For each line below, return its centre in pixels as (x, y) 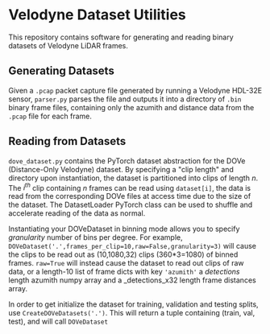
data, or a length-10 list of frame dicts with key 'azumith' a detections (124, 272)
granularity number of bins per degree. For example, (96, 237)
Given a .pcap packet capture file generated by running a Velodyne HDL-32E (135, 90)
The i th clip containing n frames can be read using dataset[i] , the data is (130, 187)
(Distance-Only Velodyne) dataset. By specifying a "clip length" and (121, 169)
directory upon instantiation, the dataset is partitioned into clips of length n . (133, 178)
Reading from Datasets (67, 141)
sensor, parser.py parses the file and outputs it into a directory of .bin (125, 99)
